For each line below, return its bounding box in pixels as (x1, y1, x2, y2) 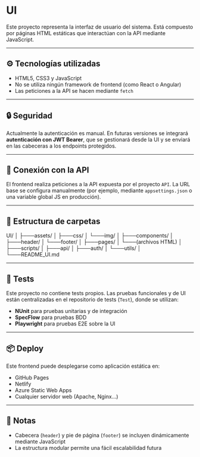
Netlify (14, 380, 32, 387)
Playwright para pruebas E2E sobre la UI (14, 320, 116, 327)
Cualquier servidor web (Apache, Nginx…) (14, 393, 118, 400)
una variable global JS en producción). (6, 193, 101, 201)
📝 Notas (6, 416, 36, 426)
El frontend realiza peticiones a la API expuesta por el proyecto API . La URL (6, 181, 190, 188)
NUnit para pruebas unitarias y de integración (14, 308, 128, 314)
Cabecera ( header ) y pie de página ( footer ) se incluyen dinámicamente (14, 431, 189, 439)
